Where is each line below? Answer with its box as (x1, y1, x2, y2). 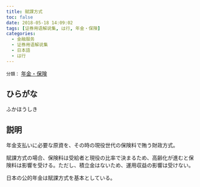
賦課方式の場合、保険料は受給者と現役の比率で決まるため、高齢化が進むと (6, 154, 189, 161)
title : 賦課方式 (6, 8, 43, 15)
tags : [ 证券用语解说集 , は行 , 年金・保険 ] (6, 25, 101, 31)
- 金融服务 (11, 36, 35, 42)
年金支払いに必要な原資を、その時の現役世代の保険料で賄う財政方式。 (6, 142, 179, 149)
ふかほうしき (6, 106, 37, 113)
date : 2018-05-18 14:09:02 (6, 20, 73, 26)
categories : (6, 31, 36, 37)
